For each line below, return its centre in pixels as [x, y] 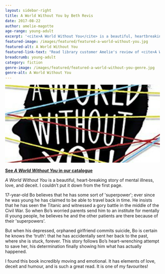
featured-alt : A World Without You [41, 47]
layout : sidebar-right [28, 10]
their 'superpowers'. [25, 221]
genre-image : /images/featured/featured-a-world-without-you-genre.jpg [80, 68]
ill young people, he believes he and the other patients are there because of [82, 216]
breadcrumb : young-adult [30, 57]
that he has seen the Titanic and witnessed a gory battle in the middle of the [82, 205]
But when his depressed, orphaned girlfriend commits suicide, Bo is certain [81, 230]
